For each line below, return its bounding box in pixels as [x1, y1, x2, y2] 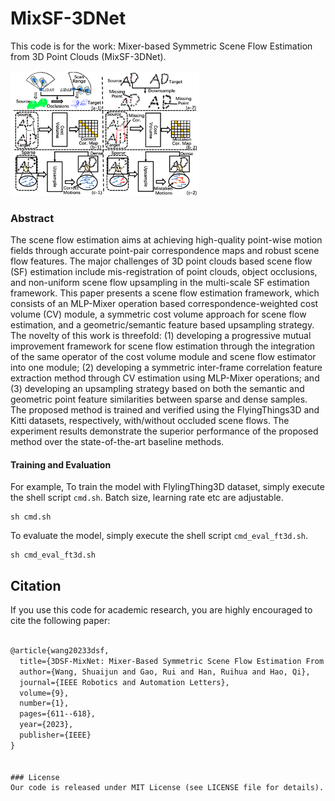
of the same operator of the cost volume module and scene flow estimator [10, 351, 317, 363]
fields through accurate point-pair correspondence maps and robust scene [10, 245, 320, 257]
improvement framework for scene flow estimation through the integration [10, 340, 316, 352]
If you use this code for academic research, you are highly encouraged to [10, 604, 313, 616]
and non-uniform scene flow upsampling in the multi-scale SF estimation [10, 277, 310, 289]
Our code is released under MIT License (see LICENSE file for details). [10, 783, 325, 793]
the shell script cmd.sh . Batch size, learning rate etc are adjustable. [10, 492, 284, 504]
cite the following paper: [10, 615, 111, 627]
